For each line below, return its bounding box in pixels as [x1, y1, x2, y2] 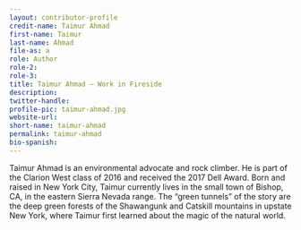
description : [9, 88, 58, 97]
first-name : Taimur [9, 30, 82, 38]
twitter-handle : [9, 96, 70, 106]
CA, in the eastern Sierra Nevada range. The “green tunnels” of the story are [9, 191, 291, 201]
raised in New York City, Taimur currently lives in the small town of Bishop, [9, 181, 284, 192]
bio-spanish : [9, 138, 58, 147]
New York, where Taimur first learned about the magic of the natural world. [9, 209, 287, 220]
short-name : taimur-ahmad [9, 122, 106, 131]
